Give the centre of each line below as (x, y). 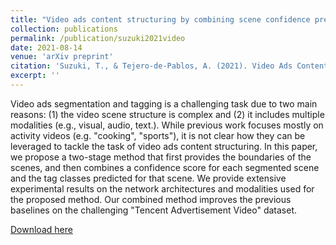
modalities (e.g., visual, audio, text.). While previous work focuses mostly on (167, 125)
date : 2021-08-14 (46, 47)
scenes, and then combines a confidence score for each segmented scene (165, 167)
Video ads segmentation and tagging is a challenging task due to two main (164, 103)
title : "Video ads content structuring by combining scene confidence (160, 19)
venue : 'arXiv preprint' (62, 57)
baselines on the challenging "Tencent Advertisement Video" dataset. (154, 210)
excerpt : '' (35, 76)
